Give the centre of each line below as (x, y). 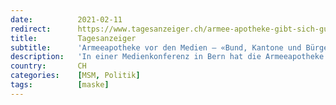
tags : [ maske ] (60, 85)
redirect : (31, 29)
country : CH (48, 66)
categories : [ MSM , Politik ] (75, 76)
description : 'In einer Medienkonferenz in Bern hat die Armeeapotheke (167, 57)
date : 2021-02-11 (66, 19)
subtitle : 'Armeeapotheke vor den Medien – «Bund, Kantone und (156, 47)
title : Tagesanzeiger (73, 38)
